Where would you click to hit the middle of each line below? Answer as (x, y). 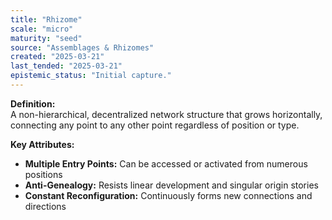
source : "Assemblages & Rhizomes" (82, 47)
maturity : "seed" (46, 38)
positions (43, 174)
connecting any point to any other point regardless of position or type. (155, 125)
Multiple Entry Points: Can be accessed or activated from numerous (166, 163)
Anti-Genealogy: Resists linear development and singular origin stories (171, 185)
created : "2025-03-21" (57, 57)
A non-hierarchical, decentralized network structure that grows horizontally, (166, 114)
